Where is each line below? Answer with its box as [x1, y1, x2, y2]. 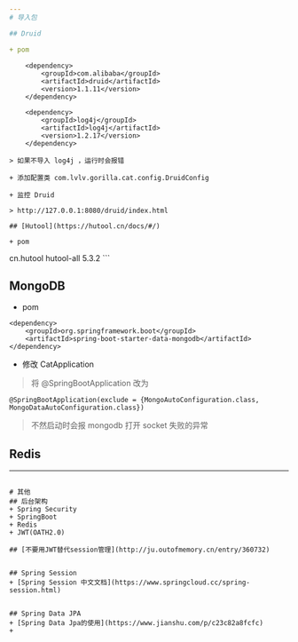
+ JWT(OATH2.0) [9, 528, 66, 537]
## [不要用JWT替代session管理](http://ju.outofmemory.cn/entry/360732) [9, 545, 271, 555]
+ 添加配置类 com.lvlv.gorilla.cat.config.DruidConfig [9, 173, 210, 182]
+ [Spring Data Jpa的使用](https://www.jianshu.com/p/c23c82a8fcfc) [9, 619, 264, 628]
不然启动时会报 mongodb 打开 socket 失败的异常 [30, 420, 208, 431]
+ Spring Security [9, 505, 77, 514]
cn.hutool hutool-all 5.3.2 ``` [9, 252, 111, 263]
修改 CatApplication [21, 359, 95, 369]
